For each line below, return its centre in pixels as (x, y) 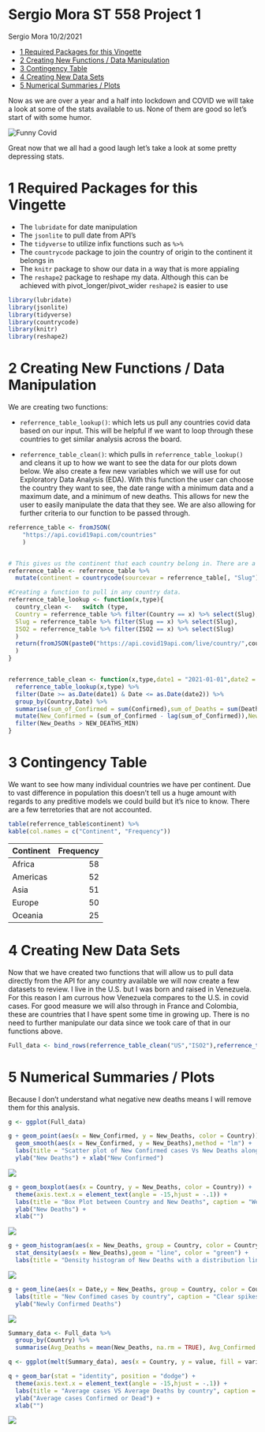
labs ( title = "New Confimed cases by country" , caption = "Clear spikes (137, 1296)
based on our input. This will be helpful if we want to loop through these (136, 431)
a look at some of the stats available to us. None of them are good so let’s (127, 109)
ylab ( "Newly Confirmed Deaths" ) (69, 1304)
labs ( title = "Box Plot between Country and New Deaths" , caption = (130, 1201)
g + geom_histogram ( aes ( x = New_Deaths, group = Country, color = (119, 1246)
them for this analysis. (44, 1108)
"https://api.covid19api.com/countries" (90, 534)
